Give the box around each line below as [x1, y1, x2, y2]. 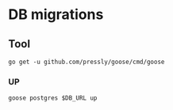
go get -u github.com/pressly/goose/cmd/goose [8, 58, 165, 66]
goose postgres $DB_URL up [8, 94, 98, 102]
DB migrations [8, 6, 104, 24]
